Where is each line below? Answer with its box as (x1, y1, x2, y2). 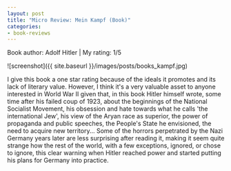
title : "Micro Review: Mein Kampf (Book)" (7, 17, 131, 24)
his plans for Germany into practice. (7, 156, 109, 165)
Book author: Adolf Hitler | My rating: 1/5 (7, 48, 122, 57)
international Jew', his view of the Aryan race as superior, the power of (7, 112, 208, 120)
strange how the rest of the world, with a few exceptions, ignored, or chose (7, 141, 221, 150)
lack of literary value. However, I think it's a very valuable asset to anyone (7, 82, 216, 91)
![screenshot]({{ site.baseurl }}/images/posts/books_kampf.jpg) (7, 62, 188, 70)
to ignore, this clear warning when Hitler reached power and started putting (7, 149, 222, 157)
